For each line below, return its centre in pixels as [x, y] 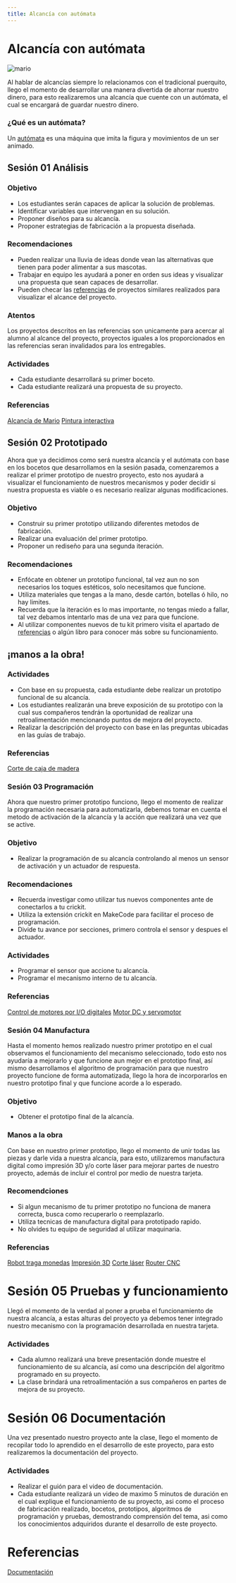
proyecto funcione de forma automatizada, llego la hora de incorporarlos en [117, 1075]
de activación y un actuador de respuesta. [79, 866]
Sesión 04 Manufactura [49, 1030]
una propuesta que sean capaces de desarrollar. [88, 282]
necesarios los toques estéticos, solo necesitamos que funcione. [112, 587]
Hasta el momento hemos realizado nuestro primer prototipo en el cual [110, 1045]
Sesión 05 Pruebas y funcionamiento [118, 1291]
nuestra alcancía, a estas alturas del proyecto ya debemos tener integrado [115, 1318]
